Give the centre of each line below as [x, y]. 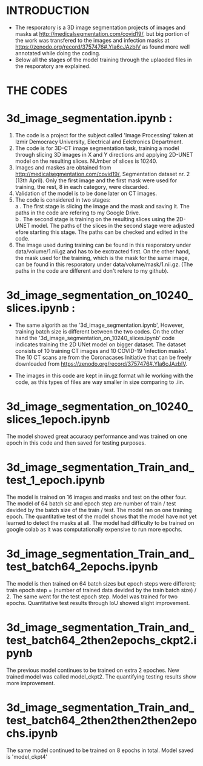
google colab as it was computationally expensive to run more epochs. [95, 529]
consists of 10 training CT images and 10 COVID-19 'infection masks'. [101, 351]
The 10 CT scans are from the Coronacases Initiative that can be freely [103, 357]
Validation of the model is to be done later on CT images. [86, 193]
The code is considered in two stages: [63, 200]
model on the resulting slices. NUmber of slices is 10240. [86, 161]
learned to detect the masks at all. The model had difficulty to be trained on [100, 522]
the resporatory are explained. [53, 66]
